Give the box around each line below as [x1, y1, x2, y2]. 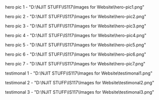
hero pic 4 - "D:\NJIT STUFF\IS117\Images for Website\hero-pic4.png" [5, 33, 147, 38]
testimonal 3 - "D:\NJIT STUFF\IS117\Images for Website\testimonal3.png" [5, 89, 155, 95]
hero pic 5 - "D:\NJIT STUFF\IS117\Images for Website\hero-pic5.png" [5, 42, 146, 48]
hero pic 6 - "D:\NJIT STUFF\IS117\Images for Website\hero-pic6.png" [5, 51, 147, 57]
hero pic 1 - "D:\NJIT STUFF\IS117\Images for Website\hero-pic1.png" [5, 4, 145, 10]
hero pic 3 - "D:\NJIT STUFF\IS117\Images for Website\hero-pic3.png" [5, 23, 147, 29]
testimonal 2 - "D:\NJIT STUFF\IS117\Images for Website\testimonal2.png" [5, 80, 155, 85]
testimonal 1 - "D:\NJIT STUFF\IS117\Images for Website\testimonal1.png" [5, 70, 153, 76]
